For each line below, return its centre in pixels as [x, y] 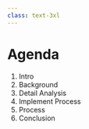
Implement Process [50, 101]
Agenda [33, 54]
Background [38, 84]
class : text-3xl [34, 15]
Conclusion [37, 118]
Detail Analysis [43, 93]
